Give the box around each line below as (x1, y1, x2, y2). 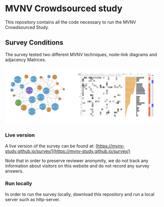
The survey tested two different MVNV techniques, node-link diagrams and (5, 51, 157, 57)
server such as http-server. (5, 196, 60, 202)
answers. (5, 168, 24, 174)
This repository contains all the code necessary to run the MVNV (5, 19, 137, 25)
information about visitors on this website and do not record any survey (5, 162, 150, 169)
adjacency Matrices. (5, 57, 47, 63)
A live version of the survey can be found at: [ (5, 143, 98, 149)
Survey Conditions (5, 39, 64, 47)
